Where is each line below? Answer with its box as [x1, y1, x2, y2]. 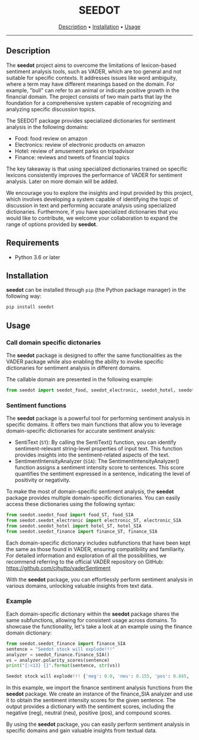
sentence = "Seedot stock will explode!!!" [6, 646, 115, 652]
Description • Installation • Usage [58, 23, 141, 30]
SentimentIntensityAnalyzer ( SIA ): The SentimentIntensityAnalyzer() [14, 458, 179, 465]
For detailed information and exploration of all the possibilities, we [6, 552, 167, 559]
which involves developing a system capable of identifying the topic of [6, 195, 179, 202]
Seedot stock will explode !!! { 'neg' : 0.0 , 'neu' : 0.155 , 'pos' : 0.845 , [6, 673, 190, 680]
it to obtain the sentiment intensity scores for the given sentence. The [6, 697, 176, 704]
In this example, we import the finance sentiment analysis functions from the [6, 684, 193, 691]
